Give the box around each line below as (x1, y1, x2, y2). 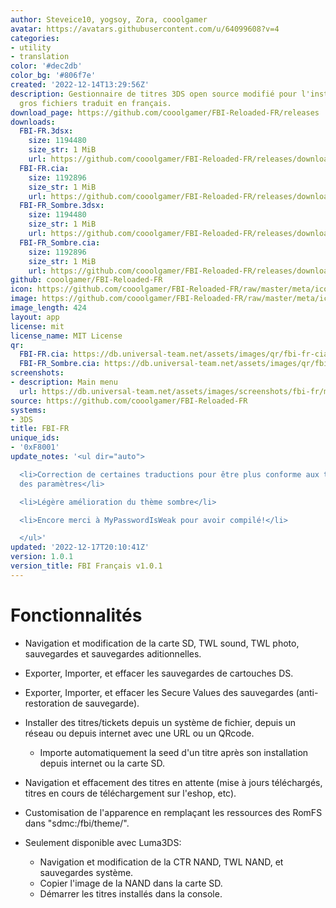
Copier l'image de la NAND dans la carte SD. (39, 877, 223, 889)
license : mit (10, 321, 65, 331)
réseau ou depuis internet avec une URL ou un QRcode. (24, 727, 255, 739)
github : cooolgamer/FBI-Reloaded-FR (10, 275, 163, 285)
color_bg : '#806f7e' (10, 71, 97, 81)
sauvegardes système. (39, 866, 134, 878)
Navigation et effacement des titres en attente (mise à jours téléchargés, (24, 776, 323, 788)
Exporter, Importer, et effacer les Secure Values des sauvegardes (24, 686, 294, 698)
